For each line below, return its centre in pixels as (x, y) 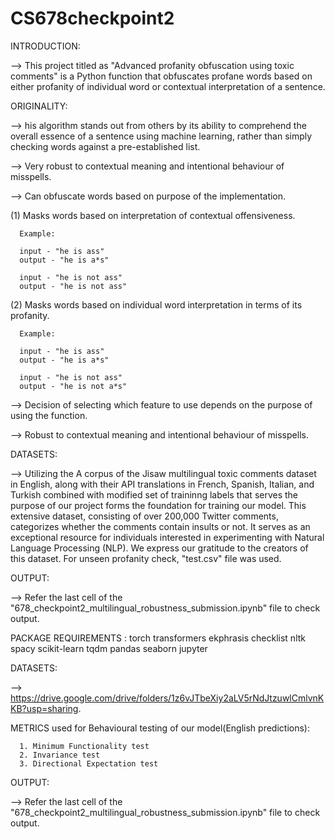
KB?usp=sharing (44, 708)
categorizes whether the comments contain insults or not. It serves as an (160, 526)
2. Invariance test (60, 755)
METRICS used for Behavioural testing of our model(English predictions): (160, 728)
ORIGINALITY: (39, 106)
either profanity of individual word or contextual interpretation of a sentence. (168, 86)
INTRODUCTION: (45, 46)
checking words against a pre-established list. (105, 146)
